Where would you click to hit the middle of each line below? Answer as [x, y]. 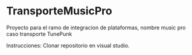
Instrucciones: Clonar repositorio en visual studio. [68, 45]
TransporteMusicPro [59, 11]
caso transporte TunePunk [39, 33]
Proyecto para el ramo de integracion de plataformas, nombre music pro [96, 27]
